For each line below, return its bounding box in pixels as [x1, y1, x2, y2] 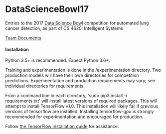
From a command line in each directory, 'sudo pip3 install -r [5, 93, 128, 99]
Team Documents [5, 35, 41, 41]
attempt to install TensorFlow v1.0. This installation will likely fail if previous [5, 103, 159, 109]
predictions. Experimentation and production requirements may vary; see [5, 78, 156, 84]
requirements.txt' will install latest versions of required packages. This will [5, 98, 157, 104]
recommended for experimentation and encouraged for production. [5, 114, 144, 120]
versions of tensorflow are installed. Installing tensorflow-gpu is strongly [5, 109, 154, 115]
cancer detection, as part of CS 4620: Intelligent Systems [5, 25, 123, 31]
